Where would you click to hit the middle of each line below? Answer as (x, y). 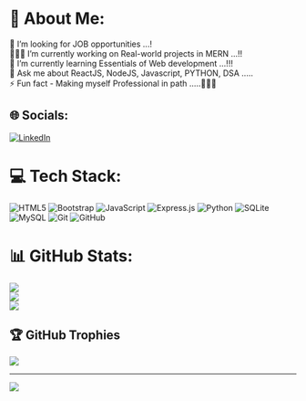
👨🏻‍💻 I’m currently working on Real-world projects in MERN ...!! (126, 53)
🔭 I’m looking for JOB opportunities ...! (81, 44)
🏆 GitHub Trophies (65, 336)
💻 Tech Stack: (66, 176)
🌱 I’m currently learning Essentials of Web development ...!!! (122, 63)
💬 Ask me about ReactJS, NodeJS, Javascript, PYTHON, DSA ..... (131, 73)
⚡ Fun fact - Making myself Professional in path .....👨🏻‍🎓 (113, 83)
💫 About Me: (57, 19)
